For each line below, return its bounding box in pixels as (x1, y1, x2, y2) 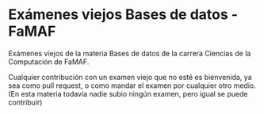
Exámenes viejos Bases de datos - (8, 6, 239, 24)
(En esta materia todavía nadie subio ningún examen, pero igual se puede (8, 89, 248, 98)
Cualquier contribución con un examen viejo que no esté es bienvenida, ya (8, 72, 252, 82)
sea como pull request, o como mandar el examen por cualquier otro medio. (8, 81, 256, 90)
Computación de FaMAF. (8, 57, 90, 66)
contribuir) (8, 97, 43, 107)
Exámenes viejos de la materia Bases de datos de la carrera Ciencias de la (8, 48, 251, 58)
